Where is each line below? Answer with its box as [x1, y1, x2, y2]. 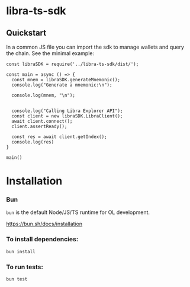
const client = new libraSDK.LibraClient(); [11, 113, 123, 119]
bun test [6, 276, 28, 282]
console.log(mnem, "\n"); [11, 93, 76, 98]
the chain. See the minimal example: [6, 50, 95, 57]
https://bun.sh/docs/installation [6, 221, 83, 228]
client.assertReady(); [11, 123, 67, 129]
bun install [6, 248, 36, 254]
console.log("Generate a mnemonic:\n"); [11, 82, 112, 88]
